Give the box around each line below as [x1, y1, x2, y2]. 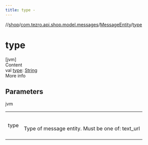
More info [5, 72, 26, 79]
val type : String [5, 67, 37, 73]
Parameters [5, 87, 44, 96]
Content [5, 62, 23, 68]
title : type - [5, 7, 36, 13]
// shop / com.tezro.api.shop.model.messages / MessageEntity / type [5, 21, 142, 28]
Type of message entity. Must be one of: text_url [24, 125, 140, 132]
